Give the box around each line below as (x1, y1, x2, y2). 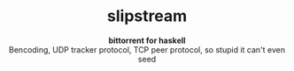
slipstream (107, 6, 187, 26)
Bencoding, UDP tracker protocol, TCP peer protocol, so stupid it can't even (8, 44, 286, 54)
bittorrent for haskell (108, 35, 186, 46)
